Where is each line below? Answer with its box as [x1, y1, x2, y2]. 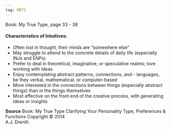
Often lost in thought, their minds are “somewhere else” [12, 44, 130, 50]
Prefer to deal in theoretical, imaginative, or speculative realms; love [12, 60, 156, 67]
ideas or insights [12, 98, 47, 104]
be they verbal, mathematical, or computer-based [12, 77, 117, 83]
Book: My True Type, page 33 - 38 [5, 21, 78, 27]
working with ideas [12, 66, 53, 72]
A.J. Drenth [5, 119, 29, 125]
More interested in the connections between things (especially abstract [12, 82, 163, 88]
